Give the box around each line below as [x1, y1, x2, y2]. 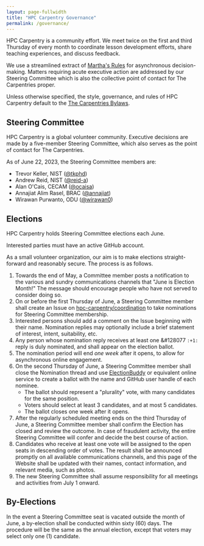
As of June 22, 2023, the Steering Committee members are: [6, 158, 157, 165]
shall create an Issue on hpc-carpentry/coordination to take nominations [15, 304, 197, 311]
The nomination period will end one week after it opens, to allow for [15, 350, 185, 357]
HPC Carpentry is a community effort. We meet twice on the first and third [6, 37, 192, 45]
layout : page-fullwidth [6, 9, 67, 15]
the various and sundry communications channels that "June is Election [15, 278, 195, 286]
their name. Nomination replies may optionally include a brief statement [15, 324, 195, 331]
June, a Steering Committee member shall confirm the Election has [15, 421, 184, 428]
